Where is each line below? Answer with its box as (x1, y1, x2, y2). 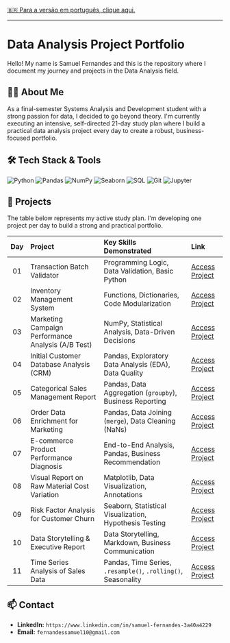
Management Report (30, 392, 97, 402)
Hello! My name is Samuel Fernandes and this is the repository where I (7, 59, 206, 67)
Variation (30, 490, 60, 500)
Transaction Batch (30, 262, 89, 271)
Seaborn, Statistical (103, 501, 166, 511)
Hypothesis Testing (103, 518, 166, 528)
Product (30, 445, 56, 454)
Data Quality (103, 368, 144, 378)
